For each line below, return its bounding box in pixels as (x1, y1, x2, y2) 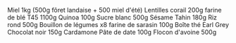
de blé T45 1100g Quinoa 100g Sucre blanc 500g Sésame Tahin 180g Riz (7, 13, 217, 21)
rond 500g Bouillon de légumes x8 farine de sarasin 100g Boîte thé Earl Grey (7, 21, 230, 28)
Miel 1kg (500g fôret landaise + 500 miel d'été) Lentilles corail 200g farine (7, 6, 222, 14)
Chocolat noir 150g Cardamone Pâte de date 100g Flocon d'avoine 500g (7, 28, 217, 36)
